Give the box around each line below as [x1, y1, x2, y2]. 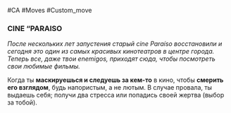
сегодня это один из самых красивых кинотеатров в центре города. [7, 47, 215, 56]
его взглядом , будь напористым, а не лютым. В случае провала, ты [7, 83, 213, 92]
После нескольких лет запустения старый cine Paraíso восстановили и [7, 40, 223, 48]
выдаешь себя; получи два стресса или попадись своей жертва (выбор [7, 91, 225, 100]
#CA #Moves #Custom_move [7, 6, 92, 14]
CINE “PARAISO [7, 23, 63, 33]
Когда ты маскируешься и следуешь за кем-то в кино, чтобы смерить [7, 76, 224, 84]
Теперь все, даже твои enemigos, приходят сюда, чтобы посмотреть [7, 54, 216, 63]
